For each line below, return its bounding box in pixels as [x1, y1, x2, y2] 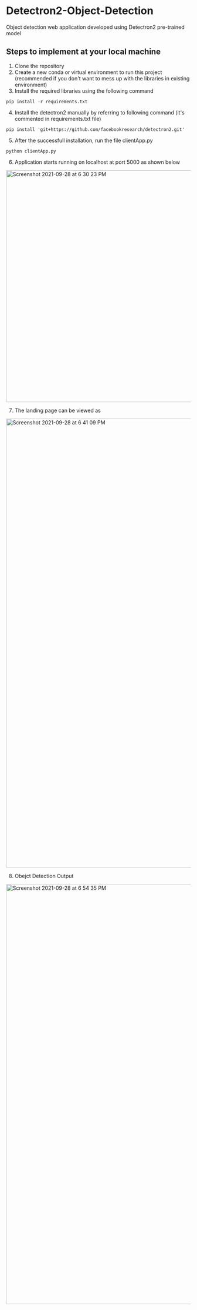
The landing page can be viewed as [14, 407, 101, 414]
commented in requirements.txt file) [14, 115, 101, 122]
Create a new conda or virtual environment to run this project [14, 69, 162, 76]
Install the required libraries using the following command [14, 87, 154, 94]
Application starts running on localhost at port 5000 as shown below [14, 158, 181, 166]
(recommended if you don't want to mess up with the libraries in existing [14, 75, 190, 82]
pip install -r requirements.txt [6, 99, 88, 104]
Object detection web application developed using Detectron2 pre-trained [6, 23, 185, 31]
